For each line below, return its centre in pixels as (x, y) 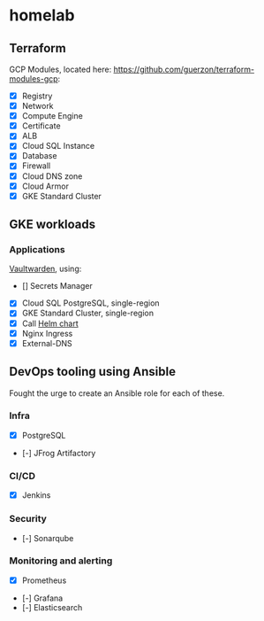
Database (39, 156)
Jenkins (36, 495)
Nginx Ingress (47, 333)
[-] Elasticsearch (52, 607)
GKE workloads (53, 225)
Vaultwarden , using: (45, 269)
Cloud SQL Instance (58, 146)
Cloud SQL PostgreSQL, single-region (91, 303)
